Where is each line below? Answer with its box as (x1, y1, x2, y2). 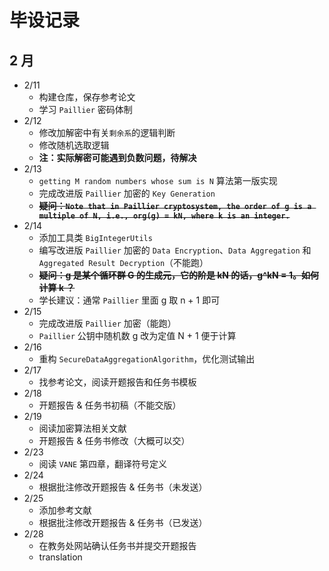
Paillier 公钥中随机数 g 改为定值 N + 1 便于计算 (38, 330, 237, 341)
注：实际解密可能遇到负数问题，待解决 (38, 152, 197, 163)
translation (38, 551, 83, 563)
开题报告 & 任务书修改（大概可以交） (38, 435, 191, 446)
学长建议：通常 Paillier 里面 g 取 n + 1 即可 (38, 294, 221, 306)
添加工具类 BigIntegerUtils (38, 232, 153, 243)
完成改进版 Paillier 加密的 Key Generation (38, 187, 216, 199)
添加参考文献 (38, 504, 92, 516)
